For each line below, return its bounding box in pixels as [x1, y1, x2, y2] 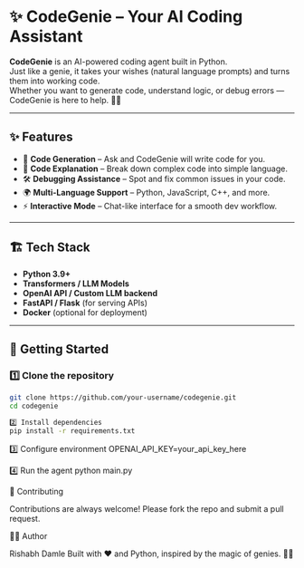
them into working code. [9, 75, 100, 86]
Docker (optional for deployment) [22, 306, 147, 318]
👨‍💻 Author [9, 530, 48, 541]
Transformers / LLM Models [22, 278, 129, 289]
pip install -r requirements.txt [9, 426, 136, 436]
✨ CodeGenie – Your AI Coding [9, 6, 243, 27]
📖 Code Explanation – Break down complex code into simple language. [22, 163, 288, 174]
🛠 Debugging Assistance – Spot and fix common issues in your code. [22, 173, 286, 184]
